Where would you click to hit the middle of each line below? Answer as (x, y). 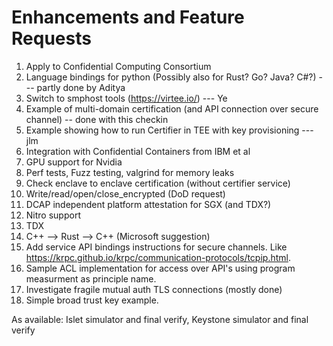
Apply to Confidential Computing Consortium (118, 66)
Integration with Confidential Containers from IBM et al (138, 151)
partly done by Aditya (81, 87)
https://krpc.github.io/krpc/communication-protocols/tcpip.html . (158, 257)
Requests (51, 38)
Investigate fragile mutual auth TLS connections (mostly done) (154, 289)
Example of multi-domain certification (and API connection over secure (172, 108)
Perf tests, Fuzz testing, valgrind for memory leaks (130, 172)
